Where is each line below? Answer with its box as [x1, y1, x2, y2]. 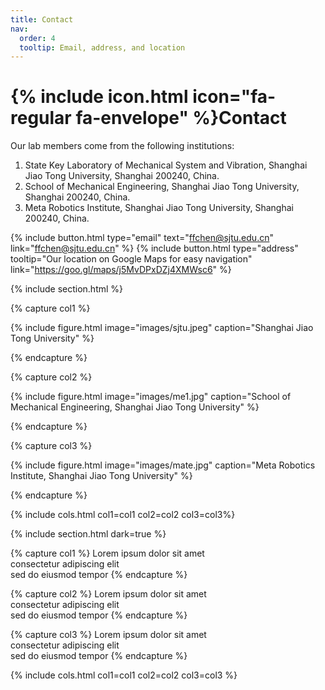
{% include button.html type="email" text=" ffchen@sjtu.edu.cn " [10, 232, 274, 244]
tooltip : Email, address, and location [19, 42, 186, 53]
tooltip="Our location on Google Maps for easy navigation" [10, 253, 253, 265]
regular [10, 107, 72, 130]
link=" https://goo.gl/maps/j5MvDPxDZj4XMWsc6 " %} [10, 264, 232, 276]
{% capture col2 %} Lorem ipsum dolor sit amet [10, 588, 207, 600]
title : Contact [10, 14, 74, 25]
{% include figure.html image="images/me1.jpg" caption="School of [10, 391, 292, 403]
